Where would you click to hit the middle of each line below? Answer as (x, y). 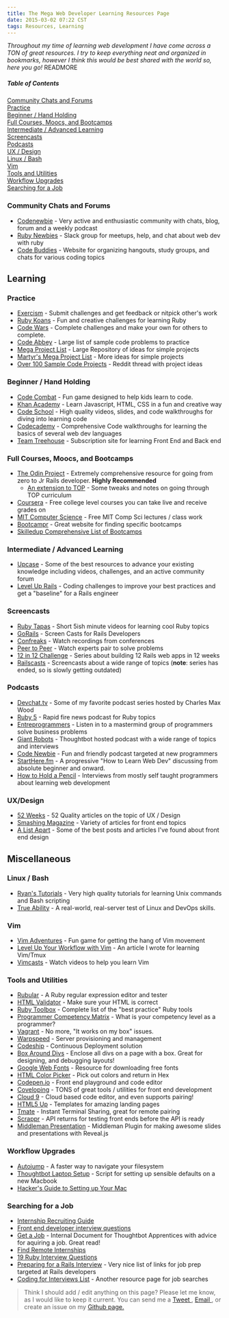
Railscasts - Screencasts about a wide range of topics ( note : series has (118, 662)
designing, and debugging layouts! (66, 1061)
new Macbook (37, 1181)
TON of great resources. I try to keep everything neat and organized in (107, 53)
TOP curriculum (49, 495)
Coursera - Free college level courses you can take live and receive (112, 502)
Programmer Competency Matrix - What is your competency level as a (116, 1017)
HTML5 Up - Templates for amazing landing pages (88, 1104)
